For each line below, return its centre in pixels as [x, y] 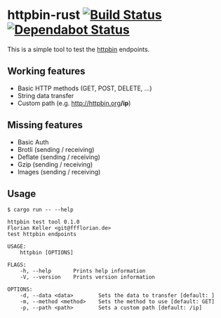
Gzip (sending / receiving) [55, 164]
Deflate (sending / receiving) [59, 157]
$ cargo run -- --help [40, 210]
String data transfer [46, 95]
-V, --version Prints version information [88, 277]
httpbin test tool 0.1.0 [43, 222]
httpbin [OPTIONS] [47, 253]
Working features [46, 71]
